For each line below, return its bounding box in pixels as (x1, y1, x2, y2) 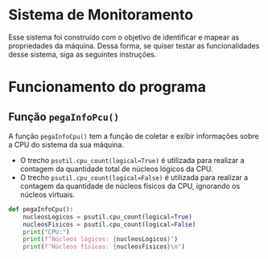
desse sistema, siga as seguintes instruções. (8, 49, 157, 59)
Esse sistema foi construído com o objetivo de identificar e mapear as (8, 32, 240, 42)
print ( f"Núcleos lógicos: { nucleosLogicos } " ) (23, 236, 179, 244)
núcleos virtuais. (19, 190, 75, 199)
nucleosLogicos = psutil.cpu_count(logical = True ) (23, 212, 193, 221)
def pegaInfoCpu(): (8, 205, 74, 213)
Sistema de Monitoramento (8, 6, 194, 24)
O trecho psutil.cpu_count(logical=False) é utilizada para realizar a (19, 172, 249, 182)
